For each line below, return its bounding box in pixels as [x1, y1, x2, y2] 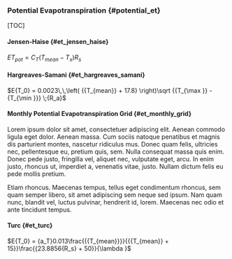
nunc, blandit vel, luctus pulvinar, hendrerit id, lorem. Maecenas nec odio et [7, 198, 224, 206]
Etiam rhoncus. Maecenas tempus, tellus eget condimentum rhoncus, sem [7, 183, 222, 191]
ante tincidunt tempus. [7, 205, 72, 214]
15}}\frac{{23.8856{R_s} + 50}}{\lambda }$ [7, 244, 131, 253]
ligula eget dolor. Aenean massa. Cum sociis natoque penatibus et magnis [7, 132, 220, 141]
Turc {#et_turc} [7, 221, 53, 230]
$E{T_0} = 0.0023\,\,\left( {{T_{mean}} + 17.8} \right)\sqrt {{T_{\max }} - [7, 86, 212, 94]
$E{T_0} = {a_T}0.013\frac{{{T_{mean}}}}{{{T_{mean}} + [7, 237, 169, 245]
